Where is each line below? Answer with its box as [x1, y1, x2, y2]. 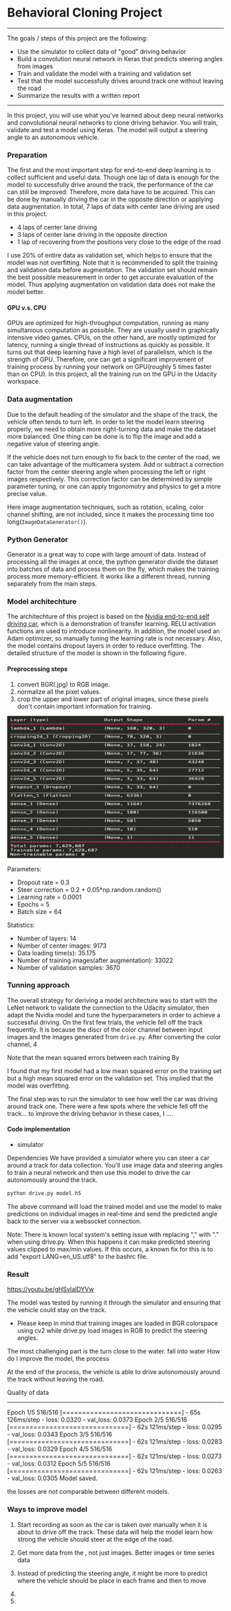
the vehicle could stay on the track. [7, 1306, 107, 1314]
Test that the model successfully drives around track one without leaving [16, 76, 223, 85]
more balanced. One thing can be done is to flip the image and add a [7, 432, 201, 440]
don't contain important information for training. [16, 702, 153, 710]
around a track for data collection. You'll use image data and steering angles [7, 1161, 223, 1170]
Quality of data [7, 1389, 49, 1397]
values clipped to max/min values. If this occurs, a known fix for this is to [7, 1245, 213, 1253]
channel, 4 [7, 1040, 38, 1048]
